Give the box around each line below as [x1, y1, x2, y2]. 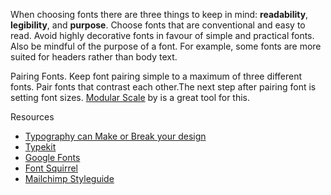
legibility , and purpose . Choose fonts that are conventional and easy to [10, 19, 306, 31]
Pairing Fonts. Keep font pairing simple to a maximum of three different [10, 70, 302, 82]
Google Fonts [24, 152, 81, 163]
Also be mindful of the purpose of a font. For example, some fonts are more [10, 40, 322, 52]
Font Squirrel [24, 162, 78, 174]
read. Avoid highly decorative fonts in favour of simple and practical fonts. [10, 30, 315, 41]
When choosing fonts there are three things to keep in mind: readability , [10, 9, 309, 20]
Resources [10, 111, 55, 123]
